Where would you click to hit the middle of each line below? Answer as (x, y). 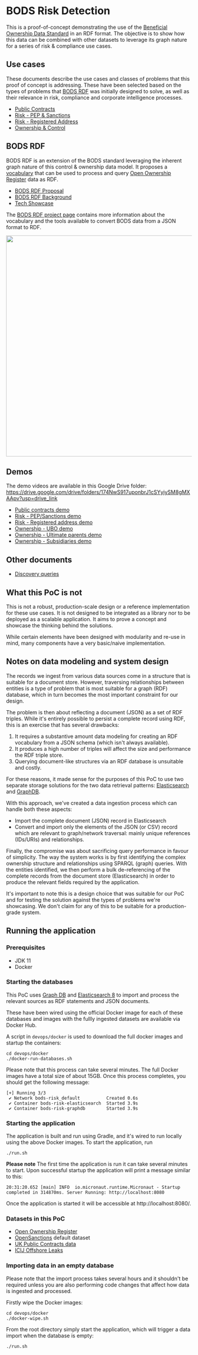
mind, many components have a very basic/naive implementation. (86, 643)
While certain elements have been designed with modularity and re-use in (96, 637)
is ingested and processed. (39, 1291)
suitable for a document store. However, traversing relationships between (95, 682)
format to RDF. (24, 227)
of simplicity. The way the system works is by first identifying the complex (96, 857)
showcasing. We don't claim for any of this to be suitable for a (81, 906)
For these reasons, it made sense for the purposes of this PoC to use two (95, 779)
